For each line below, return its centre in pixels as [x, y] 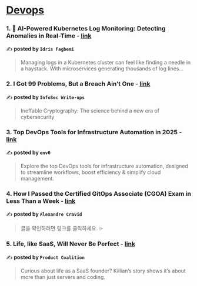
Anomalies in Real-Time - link [49, 36]
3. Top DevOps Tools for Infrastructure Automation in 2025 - [94, 132]
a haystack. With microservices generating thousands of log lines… [102, 69]
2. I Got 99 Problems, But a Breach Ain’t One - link [78, 84]
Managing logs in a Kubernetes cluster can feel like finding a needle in [106, 63]
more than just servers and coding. [63, 277]
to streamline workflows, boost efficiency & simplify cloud [91, 172]
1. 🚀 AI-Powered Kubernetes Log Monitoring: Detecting [86, 29]
